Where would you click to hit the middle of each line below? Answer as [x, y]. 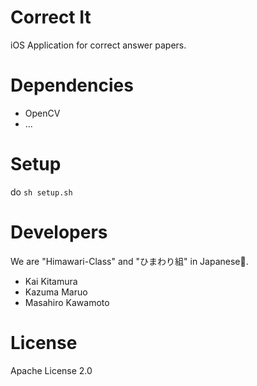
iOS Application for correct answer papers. [98, 45]
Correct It [51, 17]
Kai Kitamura [51, 281]
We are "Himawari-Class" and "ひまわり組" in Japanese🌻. [129, 261]
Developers [59, 232]
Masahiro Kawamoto [67, 302]
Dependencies [72, 85]
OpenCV [42, 113]
